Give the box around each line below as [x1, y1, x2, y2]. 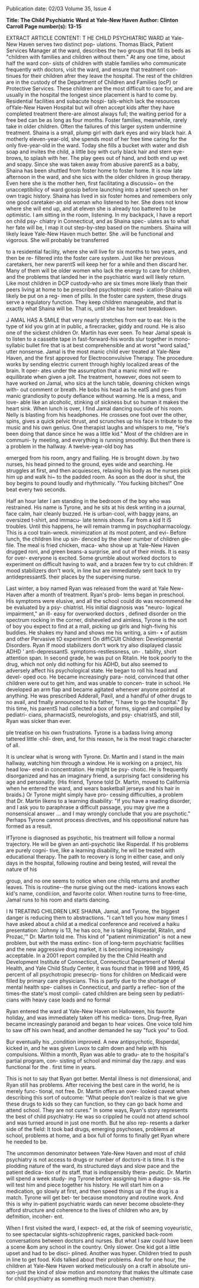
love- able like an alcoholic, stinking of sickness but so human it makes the [6, 398, 188, 406]
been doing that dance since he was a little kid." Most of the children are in [6, 431, 188, 437]
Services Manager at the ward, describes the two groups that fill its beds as [6, 47, 191, 54]
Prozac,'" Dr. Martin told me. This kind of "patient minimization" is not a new [6, 933, 191, 940]
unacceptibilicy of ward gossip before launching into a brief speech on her [6, 186, 188, 193]
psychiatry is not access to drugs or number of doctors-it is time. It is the [6, 1156, 185, 1163]
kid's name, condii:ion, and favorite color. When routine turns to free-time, [6, 890, 187, 897]
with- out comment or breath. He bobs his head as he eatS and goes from [6, 386, 187, 393]
